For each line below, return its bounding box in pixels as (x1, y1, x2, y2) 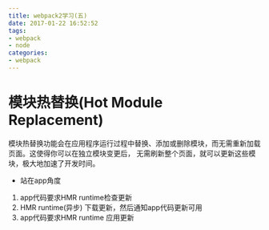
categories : (8, 49, 48, 57)
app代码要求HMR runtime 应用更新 (19, 212, 134, 222)
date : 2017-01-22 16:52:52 (8, 19, 98, 27)
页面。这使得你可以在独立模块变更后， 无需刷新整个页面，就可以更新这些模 (8, 148, 256, 158)
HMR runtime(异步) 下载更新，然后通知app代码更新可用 (19, 202, 203, 212)
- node (8, 42, 30, 50)
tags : (8, 26, 26, 34)
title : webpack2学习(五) (8, 11, 88, 20)
